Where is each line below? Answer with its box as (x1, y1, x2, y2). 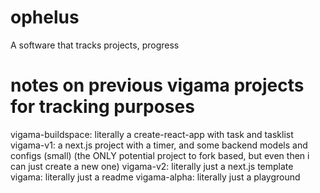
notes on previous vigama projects (10, 74, 305, 97)
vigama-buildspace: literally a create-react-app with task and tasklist (10, 128, 294, 140)
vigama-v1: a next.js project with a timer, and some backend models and (10, 139, 308, 151)
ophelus (10, 6, 80, 29)
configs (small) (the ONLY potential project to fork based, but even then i (10, 149, 310, 161)
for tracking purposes (10, 96, 195, 118)
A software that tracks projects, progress (10, 39, 180, 51)
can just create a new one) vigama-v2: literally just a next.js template (10, 160, 294, 172)
